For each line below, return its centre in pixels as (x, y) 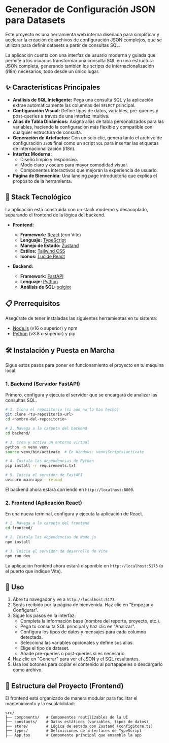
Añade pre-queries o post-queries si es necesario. (73, 654)
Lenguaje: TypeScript (43, 240)
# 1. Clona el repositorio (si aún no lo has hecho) (62, 410)
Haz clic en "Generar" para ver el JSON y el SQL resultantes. (76, 659)
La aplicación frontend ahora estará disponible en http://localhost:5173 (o (84, 565)
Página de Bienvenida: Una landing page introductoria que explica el (85, 176)
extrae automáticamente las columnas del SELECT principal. (74, 105)
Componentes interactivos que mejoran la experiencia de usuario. (89, 170)
